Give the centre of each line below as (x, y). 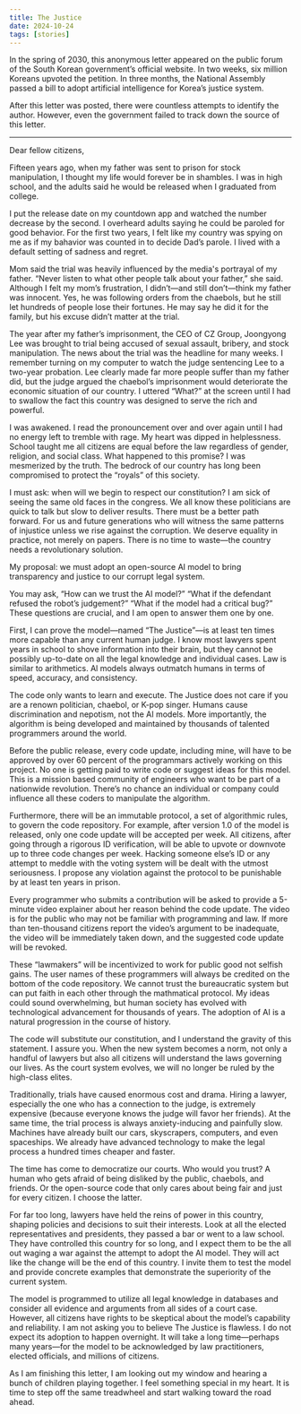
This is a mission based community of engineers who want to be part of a (145, 780)
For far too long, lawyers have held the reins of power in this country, (137, 1215)
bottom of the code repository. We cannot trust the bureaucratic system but (149, 984)
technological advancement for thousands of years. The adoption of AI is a (147, 1013)
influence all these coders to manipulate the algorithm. (110, 798)
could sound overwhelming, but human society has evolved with (128, 1003)
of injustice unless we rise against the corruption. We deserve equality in (143, 530)
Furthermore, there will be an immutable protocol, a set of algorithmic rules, (149, 815)
